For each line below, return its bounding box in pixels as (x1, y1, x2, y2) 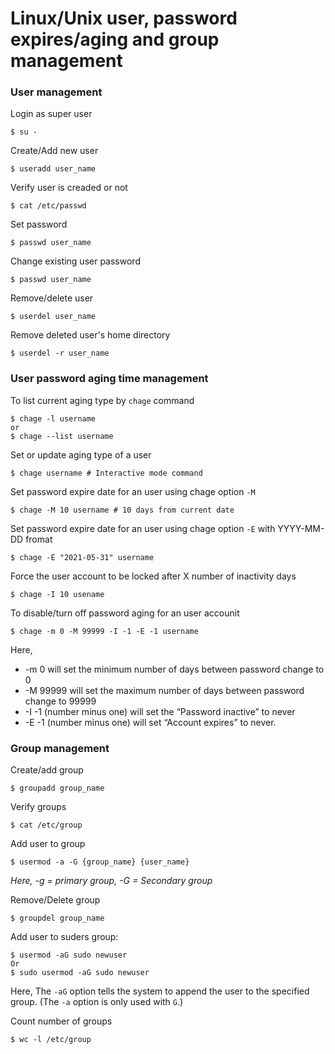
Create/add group (10, 764, 84, 776)
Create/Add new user (10, 145, 99, 157)
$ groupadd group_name (10, 783, 105, 794)
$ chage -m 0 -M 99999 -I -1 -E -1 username (10, 626, 199, 636)
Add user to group (10, 838, 86, 850)
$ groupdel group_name (10, 913, 105, 924)
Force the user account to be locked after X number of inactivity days (10, 570, 297, 582)
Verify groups (10, 801, 67, 813)
